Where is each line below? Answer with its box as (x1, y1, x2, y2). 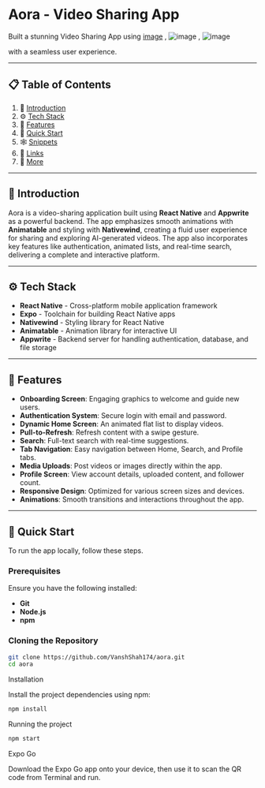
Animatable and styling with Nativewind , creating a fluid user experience (8, 225, 248, 234)
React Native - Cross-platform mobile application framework (19, 301, 218, 311)
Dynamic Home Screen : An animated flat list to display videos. (19, 420, 224, 429)
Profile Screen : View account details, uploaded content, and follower (19, 469, 244, 479)
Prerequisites (8, 566, 61, 577)
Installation (8, 674, 44, 684)
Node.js (19, 607, 47, 617)
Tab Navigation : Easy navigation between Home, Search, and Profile (19, 444, 244, 454)
